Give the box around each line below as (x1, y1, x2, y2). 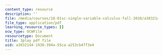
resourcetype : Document (5, 34, 53, 39)
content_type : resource (5, 7, 53, 12)
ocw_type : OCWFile (5, 29, 42, 34)
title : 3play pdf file (5, 38, 51, 43)
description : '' (5, 11, 38, 16)
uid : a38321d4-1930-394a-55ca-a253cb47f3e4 (5, 43, 95, 47)
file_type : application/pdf (5, 20, 62, 25)
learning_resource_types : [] (5, 25, 64, 30)
